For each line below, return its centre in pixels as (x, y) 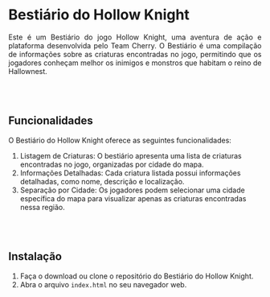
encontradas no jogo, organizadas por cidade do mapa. (112, 164)
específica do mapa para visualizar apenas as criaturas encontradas (133, 198)
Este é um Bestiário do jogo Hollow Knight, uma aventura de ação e (135, 37)
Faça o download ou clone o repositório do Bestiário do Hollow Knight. (137, 276)
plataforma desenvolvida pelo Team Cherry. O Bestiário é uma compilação (135, 45)
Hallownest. (28, 71)
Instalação (35, 256)
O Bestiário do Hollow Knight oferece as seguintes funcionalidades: (120, 140)
